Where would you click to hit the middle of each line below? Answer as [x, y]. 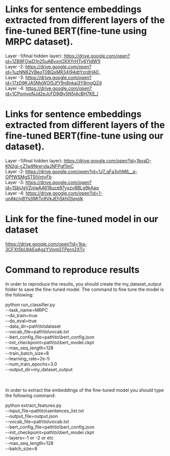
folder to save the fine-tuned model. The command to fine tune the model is [84, 289]
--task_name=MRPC [27, 310]
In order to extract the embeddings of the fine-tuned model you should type [84, 390]
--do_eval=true [21, 321]
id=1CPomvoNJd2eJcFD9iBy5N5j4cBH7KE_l [52, 94]
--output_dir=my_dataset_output [39, 369]
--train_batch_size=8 [27, 353]
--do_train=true [22, 315]
